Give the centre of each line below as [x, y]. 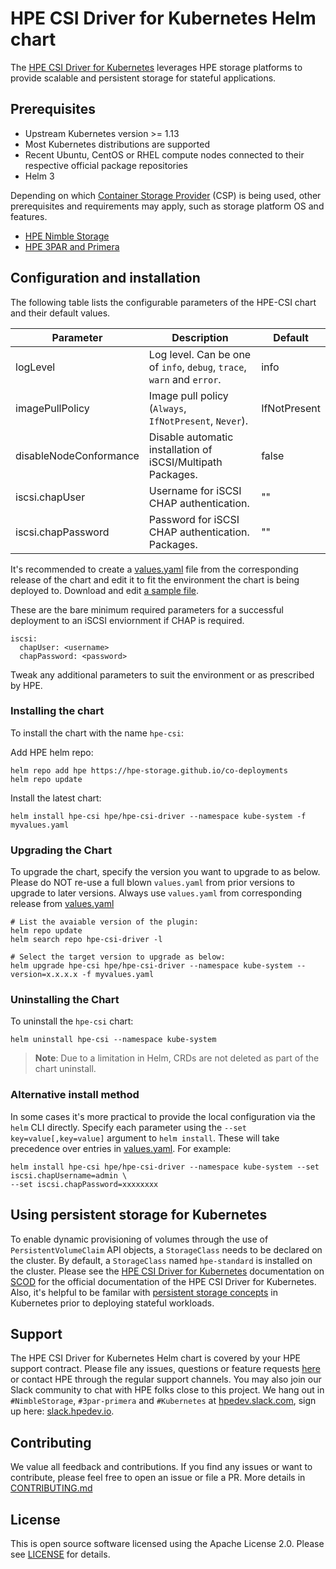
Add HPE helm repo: [52, 752]
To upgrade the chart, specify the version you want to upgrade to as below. [165, 872]
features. [29, 216]
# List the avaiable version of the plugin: [104, 922]
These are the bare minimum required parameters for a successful [147, 609]
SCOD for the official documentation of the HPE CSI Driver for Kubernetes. [163, 1281]
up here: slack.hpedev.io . [62, 1411]
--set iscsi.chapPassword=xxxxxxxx [84, 1184]
